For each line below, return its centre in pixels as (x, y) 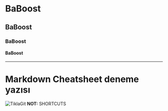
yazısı (18, 90)
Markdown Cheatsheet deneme (72, 79)
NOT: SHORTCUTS (46, 104)
